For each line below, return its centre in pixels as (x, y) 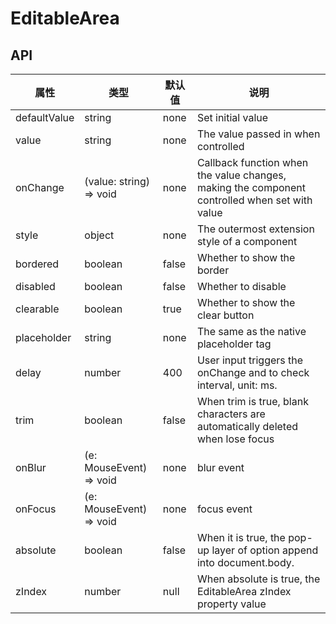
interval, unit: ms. (237, 385)
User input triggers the (250, 360)
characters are (231, 414)
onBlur (31, 467)
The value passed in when (258, 134)
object (99, 235)
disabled (35, 286)
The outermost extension (255, 229)
